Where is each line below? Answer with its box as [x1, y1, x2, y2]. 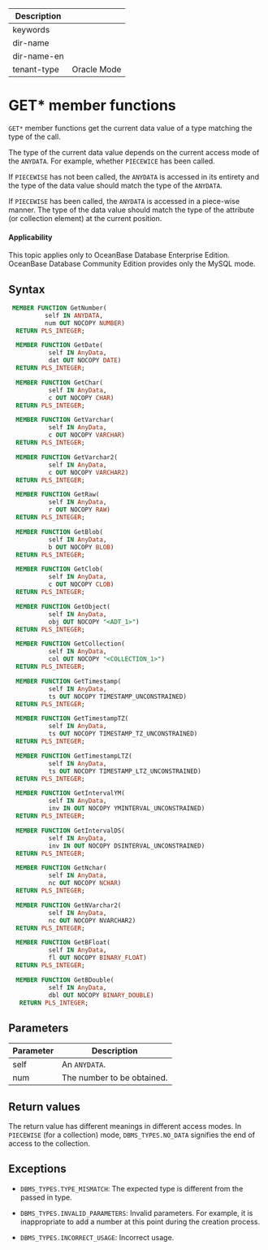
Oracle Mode [71, 64, 122, 75]
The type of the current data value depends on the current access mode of [8, 147, 260, 157]
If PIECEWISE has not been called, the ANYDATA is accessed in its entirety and [8, 171, 260, 181]
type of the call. [8, 132, 61, 141]
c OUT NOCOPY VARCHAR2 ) [48, 468, 129, 476]
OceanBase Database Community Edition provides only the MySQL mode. [8, 259, 256, 269]
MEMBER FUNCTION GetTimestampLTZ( [15, 752, 132, 760]
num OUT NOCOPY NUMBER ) [44, 319, 126, 328]
